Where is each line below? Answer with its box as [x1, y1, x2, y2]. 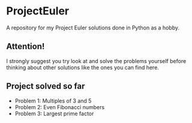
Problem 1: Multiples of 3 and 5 [14, 97, 92, 104]
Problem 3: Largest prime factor [14, 110, 94, 117]
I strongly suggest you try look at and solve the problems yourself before [6, 57, 187, 64]
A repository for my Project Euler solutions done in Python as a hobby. [6, 24, 180, 31]
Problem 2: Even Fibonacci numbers [14, 103, 105, 110]
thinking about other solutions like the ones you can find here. [6, 64, 159, 71]
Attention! [6, 41, 45, 52]
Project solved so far [6, 81, 85, 91]
